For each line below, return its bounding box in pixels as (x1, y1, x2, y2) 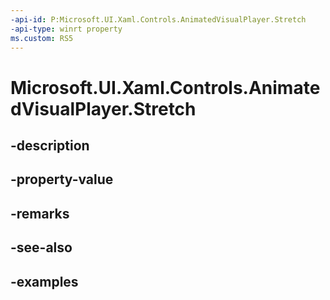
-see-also (10, 239, 73, 256)
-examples (10, 273, 79, 290)
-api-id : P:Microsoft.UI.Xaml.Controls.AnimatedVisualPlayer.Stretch (10, 14, 307, 25)
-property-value (10, 171, 114, 188)
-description (10, 137, 90, 154)
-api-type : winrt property (10, 24, 123, 34)
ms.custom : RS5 (10, 33, 74, 43)
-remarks (10, 205, 70, 222)
